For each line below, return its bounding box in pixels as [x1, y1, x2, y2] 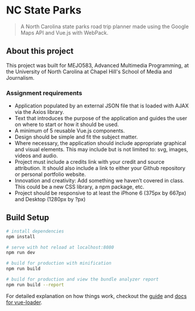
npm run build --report [6, 282, 65, 288]
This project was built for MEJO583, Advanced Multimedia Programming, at [6, 62, 189, 69]
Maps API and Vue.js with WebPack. [20, 29, 109, 36]
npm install [6, 234, 35, 239]
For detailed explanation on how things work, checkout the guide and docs [6, 292, 187, 299]
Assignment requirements [6, 89, 82, 97]
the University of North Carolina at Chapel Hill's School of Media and [6, 68, 172, 75]
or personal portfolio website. [14, 171, 86, 178]
